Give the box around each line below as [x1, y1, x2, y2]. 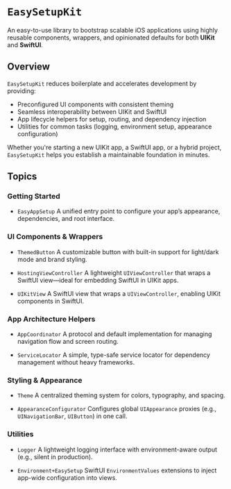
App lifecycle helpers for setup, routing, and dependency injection [17, 115, 207, 123]
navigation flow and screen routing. [17, 338, 119, 346]
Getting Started [7, 192, 60, 201]
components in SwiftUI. [17, 297, 85, 305]
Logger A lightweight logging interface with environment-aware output [17, 445, 217, 454]
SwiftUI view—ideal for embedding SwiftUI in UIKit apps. [17, 276, 179, 284]
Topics [7, 171, 37, 183]
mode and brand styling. [17, 255, 88, 263]
